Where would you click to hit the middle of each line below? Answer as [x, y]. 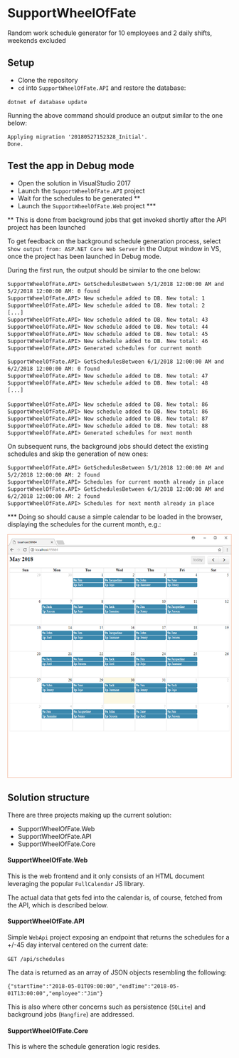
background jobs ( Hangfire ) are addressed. [71, 1014]
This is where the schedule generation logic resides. [84, 1047]
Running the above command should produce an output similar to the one [115, 115]
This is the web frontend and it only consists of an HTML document [106, 876]
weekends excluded [37, 40]
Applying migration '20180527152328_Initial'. [78, 137]
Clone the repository [48, 80]
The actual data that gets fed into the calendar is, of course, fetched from [115, 897]
